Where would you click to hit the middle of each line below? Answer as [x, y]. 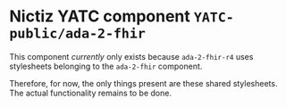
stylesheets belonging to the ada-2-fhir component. [106, 66]
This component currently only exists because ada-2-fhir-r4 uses [131, 56]
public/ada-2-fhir [77, 33]
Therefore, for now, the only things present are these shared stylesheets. [143, 83]
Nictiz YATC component [100, 16]
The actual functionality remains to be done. [91, 93]
